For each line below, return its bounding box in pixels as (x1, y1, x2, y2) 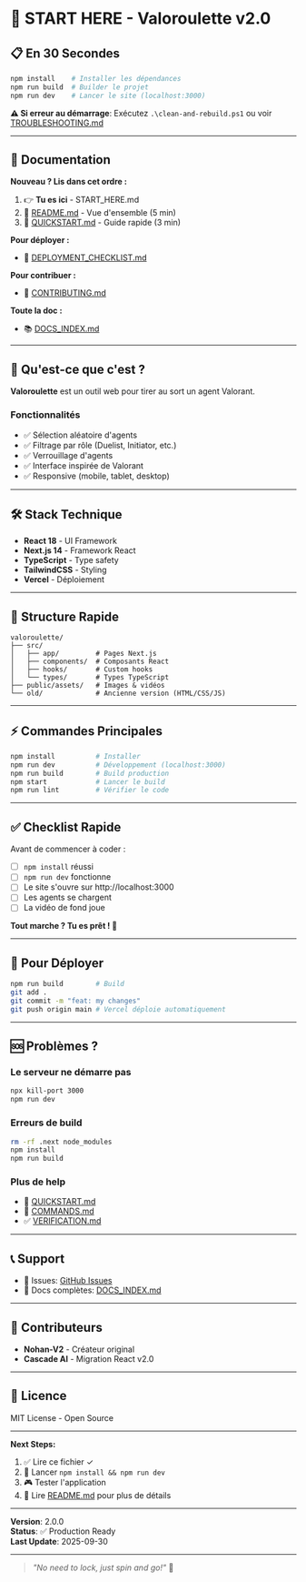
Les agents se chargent (23, 892, 113, 903)
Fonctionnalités (10, 408, 81, 421)
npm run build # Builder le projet (10, 82, 149, 92)
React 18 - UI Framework (23, 536, 117, 547)
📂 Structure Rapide (10, 609, 120, 624)
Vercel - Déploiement (23, 574, 105, 585)
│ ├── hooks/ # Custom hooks (10, 665, 153, 674)
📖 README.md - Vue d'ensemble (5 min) (23, 207, 176, 218)
